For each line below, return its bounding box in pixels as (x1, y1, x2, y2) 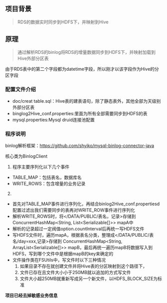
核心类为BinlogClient (5, 153, 48, 159)
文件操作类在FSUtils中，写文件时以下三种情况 (12, 257, 106, 263)
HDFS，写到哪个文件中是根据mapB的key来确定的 (12, 251, 114, 257)
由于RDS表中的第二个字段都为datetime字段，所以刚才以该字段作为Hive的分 (5, 66, 160, 72)
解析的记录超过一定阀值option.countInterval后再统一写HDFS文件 (12, 226, 145, 232)
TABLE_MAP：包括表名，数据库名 (12, 174, 82, 180)
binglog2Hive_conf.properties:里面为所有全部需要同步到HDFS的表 (12, 110, 148, 116)
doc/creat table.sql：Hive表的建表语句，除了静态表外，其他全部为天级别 (12, 98, 161, 104)
